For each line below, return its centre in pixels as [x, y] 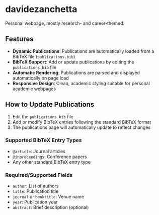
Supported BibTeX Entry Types [44, 140]
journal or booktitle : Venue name [48, 197]
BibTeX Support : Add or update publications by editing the [73, 62]
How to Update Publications [50, 104]
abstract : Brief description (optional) [51, 207]
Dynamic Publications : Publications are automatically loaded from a [83, 51]
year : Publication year [35, 202]
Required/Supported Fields [39, 175]
